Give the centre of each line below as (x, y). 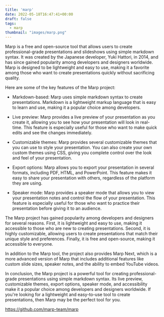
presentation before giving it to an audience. (57, 208)
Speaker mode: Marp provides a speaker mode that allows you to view (83, 193)
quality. (12, 78)
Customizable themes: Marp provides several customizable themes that (84, 142)
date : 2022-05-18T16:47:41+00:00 (39, 14)
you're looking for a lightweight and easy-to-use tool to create (68, 294)
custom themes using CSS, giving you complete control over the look (82, 153)
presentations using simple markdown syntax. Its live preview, (80, 279)
